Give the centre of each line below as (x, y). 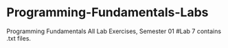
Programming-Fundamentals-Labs (107, 13)
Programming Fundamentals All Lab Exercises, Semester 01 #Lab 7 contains (114, 31)
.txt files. (19, 38)
